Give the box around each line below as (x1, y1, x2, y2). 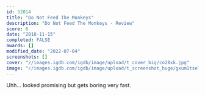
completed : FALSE (6, 37, 51, 43)
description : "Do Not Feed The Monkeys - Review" (6, 20, 135, 26)
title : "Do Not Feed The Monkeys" (6, 15, 95, 21)
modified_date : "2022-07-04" (6, 48, 81, 54)
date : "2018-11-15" (6, 31, 56, 38)
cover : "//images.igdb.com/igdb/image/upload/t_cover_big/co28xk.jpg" (6, 59, 190, 65)
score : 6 (6, 25, 29, 32)
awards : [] (6, 43, 34, 49)
